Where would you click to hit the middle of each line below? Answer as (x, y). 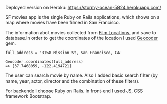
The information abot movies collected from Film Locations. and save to (81, 32)
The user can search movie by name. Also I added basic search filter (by (82, 75)
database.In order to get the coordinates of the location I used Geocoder (82, 38)
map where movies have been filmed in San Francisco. (63, 23)
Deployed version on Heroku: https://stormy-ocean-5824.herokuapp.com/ (83, 7)
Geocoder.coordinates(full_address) (44, 62)
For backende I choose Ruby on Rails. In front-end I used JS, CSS (74, 91)
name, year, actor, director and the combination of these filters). (73, 81)
